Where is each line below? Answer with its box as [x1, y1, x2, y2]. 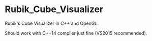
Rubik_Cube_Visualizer [5, 4, 104, 15]
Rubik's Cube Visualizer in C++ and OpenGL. [5, 20, 99, 26]
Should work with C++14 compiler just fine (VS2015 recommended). [5, 30, 147, 36]
